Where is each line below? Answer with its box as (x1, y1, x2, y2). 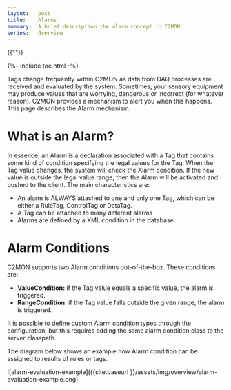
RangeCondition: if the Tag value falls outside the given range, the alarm (17, 298, 225, 307)
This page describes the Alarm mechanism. (7, 104, 131, 113)
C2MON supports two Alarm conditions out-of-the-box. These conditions (7, 263, 216, 271)
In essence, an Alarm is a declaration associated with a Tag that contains (7, 151, 214, 159)
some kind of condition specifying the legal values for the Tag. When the (7, 159, 214, 167)
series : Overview (7, 29, 63, 37)
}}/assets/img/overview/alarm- (130, 368, 218, 376)
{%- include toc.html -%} (7, 61, 79, 70)
